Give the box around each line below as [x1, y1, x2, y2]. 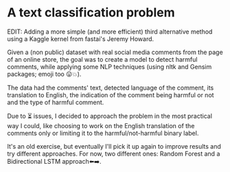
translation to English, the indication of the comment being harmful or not [7, 90, 214, 99]
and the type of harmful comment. [7, 98, 104, 106]
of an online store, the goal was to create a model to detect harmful [7, 55, 198, 63]
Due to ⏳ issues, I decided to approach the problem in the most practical [7, 112, 213, 120]
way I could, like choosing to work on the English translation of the [7, 121, 195, 130]
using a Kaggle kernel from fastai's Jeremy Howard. [7, 34, 154, 42]
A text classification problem [7, 5, 175, 21]
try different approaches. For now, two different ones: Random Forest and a [7, 149, 220, 158]
